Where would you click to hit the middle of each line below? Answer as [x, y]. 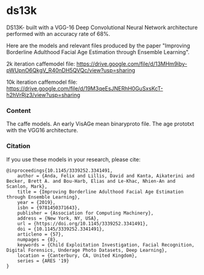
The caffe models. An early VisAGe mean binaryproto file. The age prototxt [100, 124]
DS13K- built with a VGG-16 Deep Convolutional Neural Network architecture [102, 27]
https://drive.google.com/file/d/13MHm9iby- [132, 64]
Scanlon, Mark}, [27, 186]
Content [19, 110]
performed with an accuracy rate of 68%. [58, 33]
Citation [18, 146]
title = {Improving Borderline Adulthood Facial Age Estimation [100, 192]
